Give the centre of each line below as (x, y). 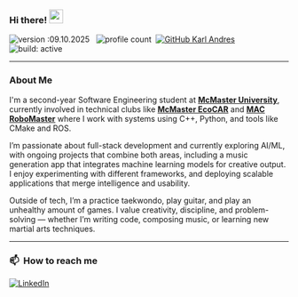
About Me (31, 80)
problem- (251, 210)
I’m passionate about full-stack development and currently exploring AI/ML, (147, 145)
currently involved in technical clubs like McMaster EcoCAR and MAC (137, 109)
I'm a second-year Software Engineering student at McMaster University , (145, 100)
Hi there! (28, 20)
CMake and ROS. (40, 128)
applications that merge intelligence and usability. (100, 183)
